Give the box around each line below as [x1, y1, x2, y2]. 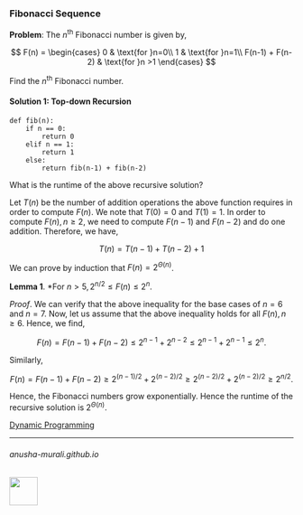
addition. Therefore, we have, [9, 225, 119, 237]
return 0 [41, 132, 75, 141]
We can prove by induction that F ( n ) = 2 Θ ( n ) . [9, 260, 174, 273]
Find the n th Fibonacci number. [9, 73, 124, 86]
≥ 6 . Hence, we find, [9, 318, 86, 329]
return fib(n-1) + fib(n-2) [41, 164, 147, 173]
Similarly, [9, 354, 43, 365]
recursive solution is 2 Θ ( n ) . [9, 400, 107, 413]
